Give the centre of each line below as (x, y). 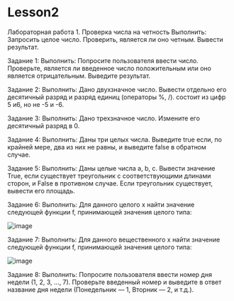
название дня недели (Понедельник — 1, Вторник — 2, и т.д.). (101, 289)
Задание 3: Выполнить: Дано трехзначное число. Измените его (104, 118)
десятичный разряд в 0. (44, 125)
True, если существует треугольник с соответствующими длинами (109, 176)
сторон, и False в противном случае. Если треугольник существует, (110, 183)
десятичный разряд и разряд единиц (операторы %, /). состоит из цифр (117, 97)
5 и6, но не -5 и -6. (36, 104)
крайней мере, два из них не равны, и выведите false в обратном (107, 147)
